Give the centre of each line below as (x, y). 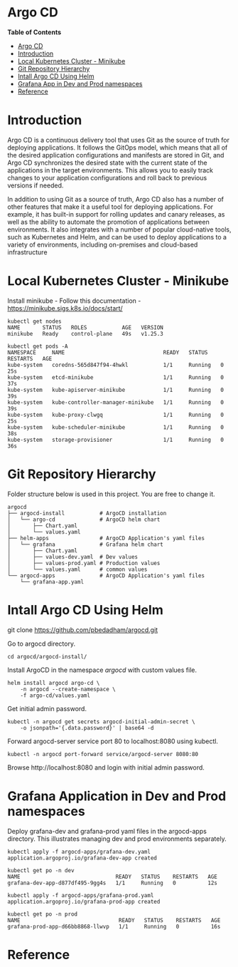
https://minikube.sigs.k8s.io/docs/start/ (65, 308)
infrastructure (27, 252)
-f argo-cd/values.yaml (55, 695)
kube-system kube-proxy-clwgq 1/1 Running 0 (115, 415)
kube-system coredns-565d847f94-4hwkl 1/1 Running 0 (115, 365)
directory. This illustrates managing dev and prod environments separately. (117, 839)
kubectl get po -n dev (41, 870)
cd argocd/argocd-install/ (47, 656)
